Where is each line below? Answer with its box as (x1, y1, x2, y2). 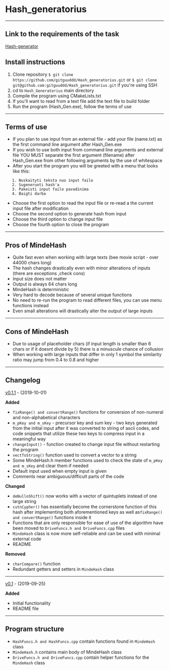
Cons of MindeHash (5, 327, 69, 336)
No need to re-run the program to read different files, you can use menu (12, 297, 162, 303)
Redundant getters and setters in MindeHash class (12, 566, 114, 572)
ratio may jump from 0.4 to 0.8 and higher (12, 357, 99, 363)
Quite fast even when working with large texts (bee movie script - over (12, 254, 159, 260)
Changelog (5, 376, 41, 384)
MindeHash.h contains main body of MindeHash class (12, 649, 122, 655)
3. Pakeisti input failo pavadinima (12, 187, 89, 192)
